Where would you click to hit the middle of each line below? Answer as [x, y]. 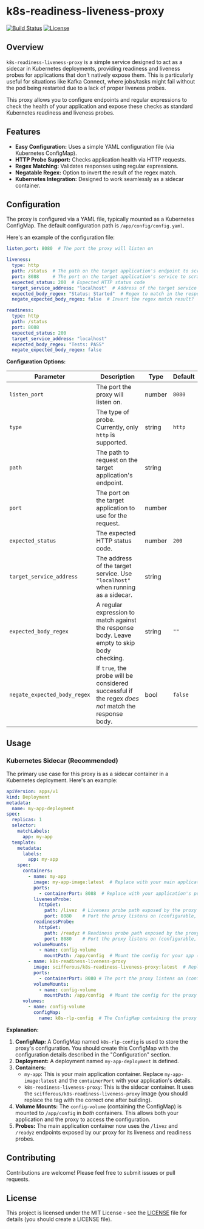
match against [116, 620]
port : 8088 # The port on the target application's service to [99, 276]
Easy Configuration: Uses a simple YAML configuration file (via [95, 146]
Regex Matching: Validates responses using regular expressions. [97, 166]
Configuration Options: [36, 362]
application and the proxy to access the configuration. [83, 1119]
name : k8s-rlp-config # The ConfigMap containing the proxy [118, 1018]
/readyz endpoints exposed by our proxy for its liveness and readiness [103, 1132]
